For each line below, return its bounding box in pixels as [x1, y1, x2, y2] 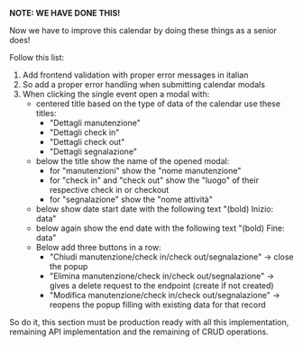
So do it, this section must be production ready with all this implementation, [9, 317, 289, 327]
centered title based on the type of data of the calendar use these [35, 98, 281, 109]
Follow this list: [9, 52, 65, 62]
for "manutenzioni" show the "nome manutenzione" [49, 166, 242, 176]
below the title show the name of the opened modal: [35, 156, 230, 166]
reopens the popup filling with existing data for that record [49, 299, 266, 310]
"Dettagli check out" [49, 137, 125, 147]
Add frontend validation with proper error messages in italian [22, 69, 249, 80]
